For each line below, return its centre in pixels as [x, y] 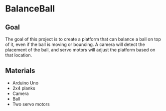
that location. [19, 55]
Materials [20, 71]
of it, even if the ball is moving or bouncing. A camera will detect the [75, 44]
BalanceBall [30, 9]
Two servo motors [31, 104]
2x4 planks [24, 88]
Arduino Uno [25, 82]
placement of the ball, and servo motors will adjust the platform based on [80, 50]
